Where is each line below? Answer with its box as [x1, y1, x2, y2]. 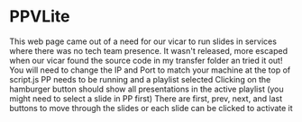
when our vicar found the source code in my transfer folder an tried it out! [9, 55, 283, 65]
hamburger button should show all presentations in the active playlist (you [9, 83, 284, 94]
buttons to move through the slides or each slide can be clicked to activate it [9, 102, 293, 113]
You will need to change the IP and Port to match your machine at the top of [9, 65, 291, 75]
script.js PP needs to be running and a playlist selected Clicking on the [9, 74, 271, 84]
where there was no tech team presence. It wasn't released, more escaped [9, 45, 288, 56]
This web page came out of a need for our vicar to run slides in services [9, 36, 278, 47]
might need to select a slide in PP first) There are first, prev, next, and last [9, 92, 283, 104]
